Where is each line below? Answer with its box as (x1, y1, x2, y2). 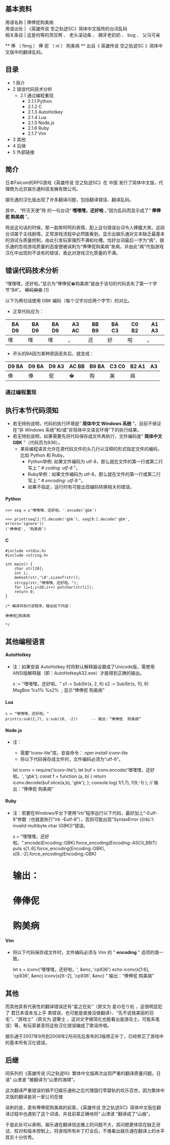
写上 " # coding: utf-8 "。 (27, 465, 80, 471)
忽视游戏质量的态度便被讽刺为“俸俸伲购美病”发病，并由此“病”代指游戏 (18, 244, 164, 250)
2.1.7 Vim (27, 130, 47, 136)
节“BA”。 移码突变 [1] (5, 287, 49, 293)
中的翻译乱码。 (14, 49, 46, 55)
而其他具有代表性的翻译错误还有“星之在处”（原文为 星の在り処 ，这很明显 (5, 1004, 158, 1010)
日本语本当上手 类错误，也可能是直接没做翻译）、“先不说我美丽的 (15, 1010, 150, 1016)
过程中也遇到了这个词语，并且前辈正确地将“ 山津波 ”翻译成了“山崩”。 (9, 1111, 153, 1117)
